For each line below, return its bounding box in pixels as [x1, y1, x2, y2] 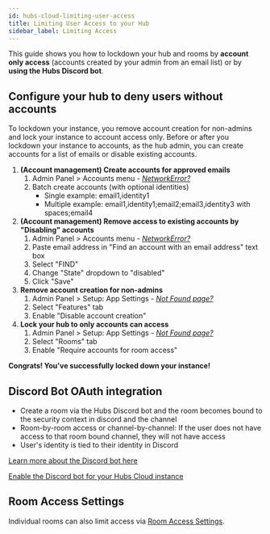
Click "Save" [31, 276, 74, 287]
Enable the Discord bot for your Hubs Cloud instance [8, 472, 184, 481]
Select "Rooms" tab [31, 337, 98, 347]
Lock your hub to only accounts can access [19, 320, 169, 330]
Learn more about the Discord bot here [8, 456, 139, 465]
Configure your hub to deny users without [8, 90, 223, 103]
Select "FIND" [31, 259, 79, 269]
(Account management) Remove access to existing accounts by [19, 217, 239, 226]
